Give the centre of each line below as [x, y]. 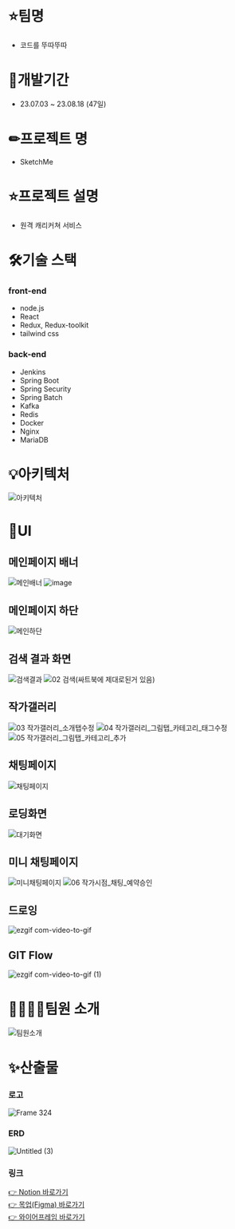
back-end [27, 355]
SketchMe [36, 161]
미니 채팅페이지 [43, 862]
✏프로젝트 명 [48, 139]
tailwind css [39, 334]
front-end [27, 291]
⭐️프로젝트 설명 [53, 196]
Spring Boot [39, 380]
